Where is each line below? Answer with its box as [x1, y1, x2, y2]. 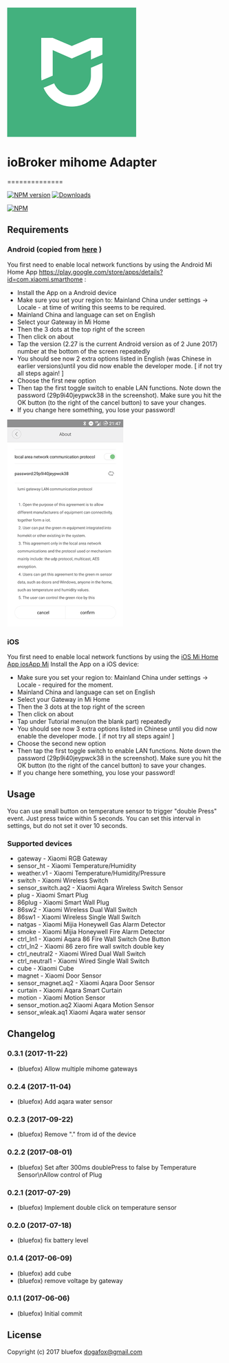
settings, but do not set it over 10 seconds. [7, 821, 128, 829]
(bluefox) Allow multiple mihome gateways [17, 1064, 138, 1073]
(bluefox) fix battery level [17, 1236, 89, 1244]
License [7, 1329, 42, 1341]
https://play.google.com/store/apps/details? [39, 267, 164, 276]
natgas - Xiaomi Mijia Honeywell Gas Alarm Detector [17, 920, 166, 929]
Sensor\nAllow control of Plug [17, 1170, 102, 1179]
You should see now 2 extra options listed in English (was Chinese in [17, 354, 212, 363]
